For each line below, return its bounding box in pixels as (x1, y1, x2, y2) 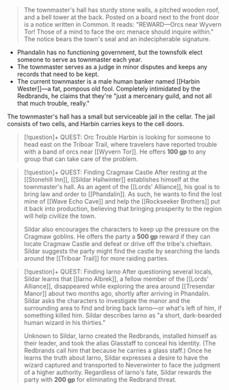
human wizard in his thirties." (23, 319, 106, 326)
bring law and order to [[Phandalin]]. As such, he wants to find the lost (23, 190, 222, 198)
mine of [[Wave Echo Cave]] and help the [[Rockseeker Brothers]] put (23, 197, 220, 205)
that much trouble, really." (16, 99, 90, 107)
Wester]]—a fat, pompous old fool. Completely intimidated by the (16, 85, 200, 93)
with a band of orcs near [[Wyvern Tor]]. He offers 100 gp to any (23, 147, 206, 156)
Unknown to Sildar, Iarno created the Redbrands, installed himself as (23, 332, 217, 340)
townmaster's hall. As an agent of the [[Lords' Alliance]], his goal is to (23, 183, 220, 191)
